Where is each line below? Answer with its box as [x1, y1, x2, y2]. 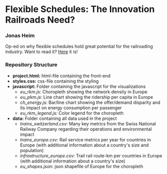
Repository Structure [5, 61, 58, 68]
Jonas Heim [5, 32, 35, 39]
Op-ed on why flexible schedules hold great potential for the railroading [5, 44, 153, 50]
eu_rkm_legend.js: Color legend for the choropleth [20, 110, 124, 116]
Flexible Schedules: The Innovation [5, 4, 155, 15]
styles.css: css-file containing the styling [12, 78, 99, 84]
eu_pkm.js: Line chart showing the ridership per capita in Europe [20, 94, 153, 100]
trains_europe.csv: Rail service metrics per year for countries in [20, 136, 151, 142]
